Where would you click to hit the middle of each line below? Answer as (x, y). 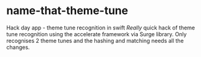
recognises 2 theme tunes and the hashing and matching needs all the (95, 40)
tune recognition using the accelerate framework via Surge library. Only (97, 34)
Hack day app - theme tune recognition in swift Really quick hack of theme (101, 28)
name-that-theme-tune (67, 11)
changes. (18, 47)
